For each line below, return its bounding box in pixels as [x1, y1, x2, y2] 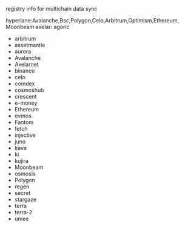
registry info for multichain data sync [5, 5, 98, 12]
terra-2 [14, 209, 33, 215]
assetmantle [14, 42, 45, 48]
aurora [14, 48, 32, 55]
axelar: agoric [35, 24, 70, 30]
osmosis [14, 170, 36, 177]
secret [14, 189, 31, 196]
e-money [14, 99, 38, 107]
